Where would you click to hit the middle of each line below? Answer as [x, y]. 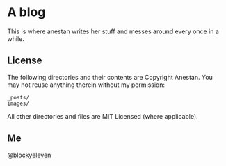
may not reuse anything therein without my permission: [86, 85]
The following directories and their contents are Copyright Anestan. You [110, 77]
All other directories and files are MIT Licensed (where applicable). [103, 116]
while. [16, 38]
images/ [18, 103]
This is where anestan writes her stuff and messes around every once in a [113, 31]
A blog [26, 12]
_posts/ [18, 97]
